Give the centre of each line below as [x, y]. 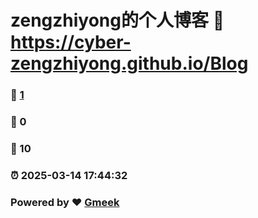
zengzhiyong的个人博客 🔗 [117, 20]
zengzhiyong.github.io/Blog [129, 63]
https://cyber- [71, 42]
